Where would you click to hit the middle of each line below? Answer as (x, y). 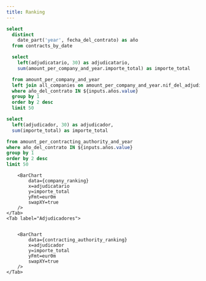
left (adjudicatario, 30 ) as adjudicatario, (74, 63)
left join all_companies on (48, 85)
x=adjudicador (46, 245)
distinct (23, 34)
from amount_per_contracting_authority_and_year (70, 142)
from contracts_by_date (42, 46)
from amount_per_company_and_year (56, 79)
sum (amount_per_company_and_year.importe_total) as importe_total (104, 68)
